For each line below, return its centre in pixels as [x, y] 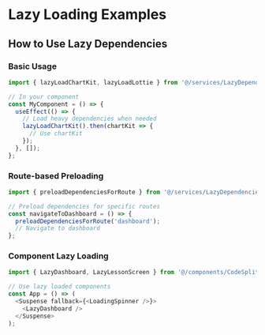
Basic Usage [33, 66]
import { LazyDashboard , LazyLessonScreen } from [91, 273]
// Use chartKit [56, 134]
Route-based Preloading [56, 175]
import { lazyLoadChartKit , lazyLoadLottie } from [93, 82]
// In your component [44, 96]
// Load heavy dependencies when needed [90, 119]
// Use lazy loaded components [60, 287]
